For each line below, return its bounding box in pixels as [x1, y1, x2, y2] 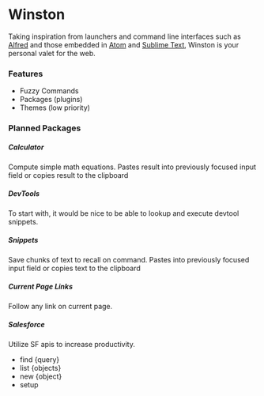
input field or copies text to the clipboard [8, 263, 141, 273]
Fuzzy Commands [19, 86, 79, 96]
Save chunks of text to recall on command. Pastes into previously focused [8, 255, 250, 265]
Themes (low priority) [19, 103, 91, 112]
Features [8, 68, 43, 79]
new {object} [19, 371, 62, 381]
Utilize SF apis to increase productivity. [8, 340, 136, 349]
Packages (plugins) [19, 95, 83, 104]
